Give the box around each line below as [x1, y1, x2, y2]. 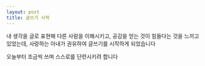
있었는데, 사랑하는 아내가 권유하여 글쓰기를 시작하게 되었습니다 [6, 40, 156, 47]
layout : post [6, 9, 40, 15]
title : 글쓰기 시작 [6, 15, 50, 21]
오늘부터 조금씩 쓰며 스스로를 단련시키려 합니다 [6, 53, 118, 60]
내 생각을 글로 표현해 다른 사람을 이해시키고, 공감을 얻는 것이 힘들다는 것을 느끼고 [6, 32, 199, 40]
